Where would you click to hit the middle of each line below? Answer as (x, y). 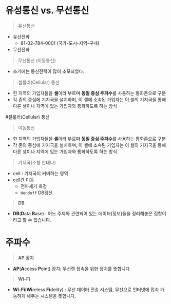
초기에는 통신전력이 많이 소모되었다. (49, 71)
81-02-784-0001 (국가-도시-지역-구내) (60, 43)
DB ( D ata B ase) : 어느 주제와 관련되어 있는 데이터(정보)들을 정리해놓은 (83, 213)
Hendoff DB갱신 (36, 193)
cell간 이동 (23, 180)
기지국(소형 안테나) (37, 162)
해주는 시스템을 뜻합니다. (51, 296)
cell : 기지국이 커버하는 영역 (40, 173)
